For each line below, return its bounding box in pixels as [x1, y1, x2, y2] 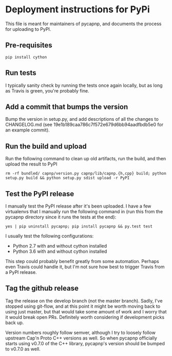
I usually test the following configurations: [5, 233, 94, 239]
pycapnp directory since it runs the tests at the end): [5, 214, 117, 220]
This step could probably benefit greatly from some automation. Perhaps [5, 258, 159, 264]
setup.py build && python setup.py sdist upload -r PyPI [5, 176, 130, 181]
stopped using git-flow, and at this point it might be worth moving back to [5, 303, 161, 309]
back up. [5, 320, 24, 326]
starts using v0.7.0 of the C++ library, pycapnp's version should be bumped [5, 340, 165, 346]
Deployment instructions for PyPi [5, 4, 150, 15]
